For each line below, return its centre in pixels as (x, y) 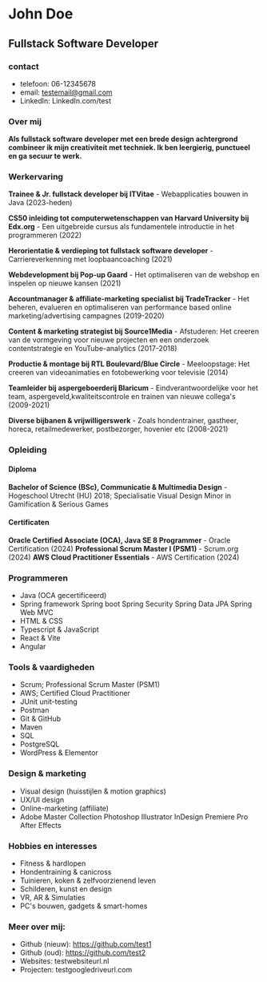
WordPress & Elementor (59, 753)
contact (24, 67)
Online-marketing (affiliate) (64, 808)
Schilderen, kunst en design (66, 889)
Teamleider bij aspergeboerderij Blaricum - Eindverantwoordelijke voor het (133, 388)
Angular (33, 647)
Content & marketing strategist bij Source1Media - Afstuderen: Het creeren (134, 331)
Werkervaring (36, 177)
